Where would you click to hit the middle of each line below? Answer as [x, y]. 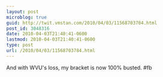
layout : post [23, 12]
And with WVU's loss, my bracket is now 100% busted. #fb [79, 67]
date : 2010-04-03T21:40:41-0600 [47, 34]
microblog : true [26, 17]
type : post [20, 45]
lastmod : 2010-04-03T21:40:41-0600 [51, 39]
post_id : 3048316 [28, 28]
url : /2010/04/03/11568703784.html [51, 51]
